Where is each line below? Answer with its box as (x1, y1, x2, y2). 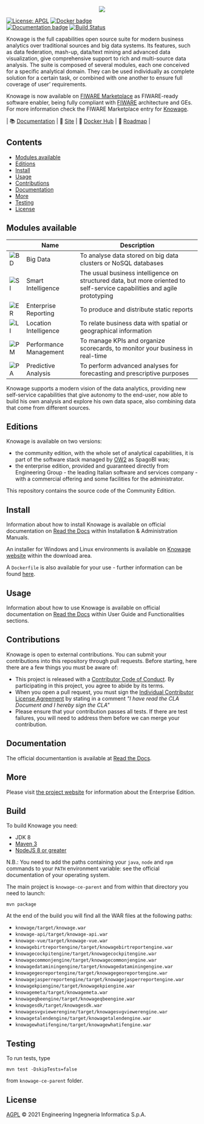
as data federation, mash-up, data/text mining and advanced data (6, 49, 171, 55)
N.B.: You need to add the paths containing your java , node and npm (6, 858, 174, 866)
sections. (6, 617, 29, 625)
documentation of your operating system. (6, 872, 110, 879)
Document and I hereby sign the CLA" (15, 701, 110, 709)
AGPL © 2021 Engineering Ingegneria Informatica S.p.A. (6, 1111, 146, 1118)
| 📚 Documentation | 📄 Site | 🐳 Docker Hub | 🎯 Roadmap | (6, 117, 151, 125)
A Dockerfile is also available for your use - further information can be (6, 564, 183, 571)
